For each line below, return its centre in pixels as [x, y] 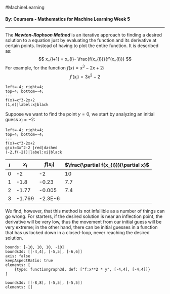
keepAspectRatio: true [29, 261]
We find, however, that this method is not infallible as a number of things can [85, 211]
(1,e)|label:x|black [27, 105]
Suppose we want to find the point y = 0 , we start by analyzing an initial [80, 114]
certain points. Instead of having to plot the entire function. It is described [82, 46]
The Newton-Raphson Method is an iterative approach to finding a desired [84, 35]
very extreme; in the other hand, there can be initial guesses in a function [81, 227]
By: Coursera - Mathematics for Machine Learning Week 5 [68, 19]
